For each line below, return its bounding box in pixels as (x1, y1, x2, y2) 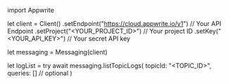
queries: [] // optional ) (7, 69, 72, 77)
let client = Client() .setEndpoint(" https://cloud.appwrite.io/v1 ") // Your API (7, 20, 222, 27)
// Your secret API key (67, 34, 131, 43)
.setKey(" (194, 27, 222, 35)
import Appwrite (7, 6, 55, 14)
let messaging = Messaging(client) (7, 48, 108, 56)
